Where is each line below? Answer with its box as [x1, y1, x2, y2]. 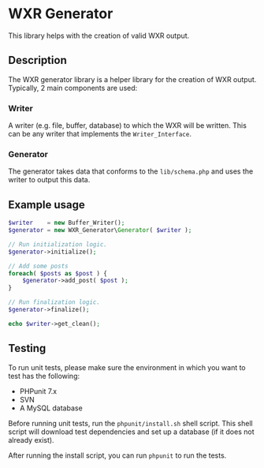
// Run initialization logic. [8, 240, 108, 249]
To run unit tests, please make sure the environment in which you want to [8, 362, 246, 372]
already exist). [8, 435, 54, 444]
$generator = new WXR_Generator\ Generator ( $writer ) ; [8, 227, 192, 234]
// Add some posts [8, 262, 69, 270]
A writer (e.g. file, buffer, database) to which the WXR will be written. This [8, 121, 247, 130]
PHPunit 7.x [19, 386, 58, 395]
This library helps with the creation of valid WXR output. [8, 31, 190, 40]
